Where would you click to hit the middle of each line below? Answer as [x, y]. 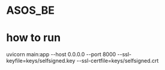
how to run [34, 38]
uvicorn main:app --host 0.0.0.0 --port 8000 [61, 54]
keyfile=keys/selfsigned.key [41, 61]
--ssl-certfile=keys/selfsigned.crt [118, 61]
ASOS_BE [31, 10]
